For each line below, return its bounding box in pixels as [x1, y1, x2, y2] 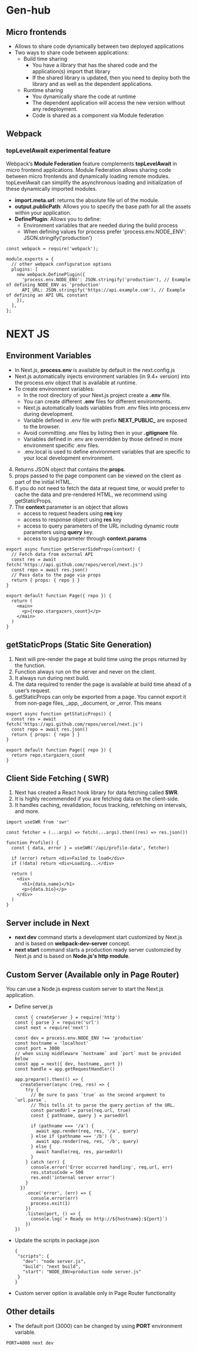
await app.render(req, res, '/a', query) [36, 1128, 139, 1134]
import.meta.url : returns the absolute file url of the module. [14, 196, 160, 204]
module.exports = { [6, 256, 54, 262]
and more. [14, 808, 40, 815]
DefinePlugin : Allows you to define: [14, 215, 101, 222]
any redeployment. [32, 106, 78, 112]
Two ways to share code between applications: [14, 49, 129, 56]
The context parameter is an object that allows [14, 503, 128, 510]
